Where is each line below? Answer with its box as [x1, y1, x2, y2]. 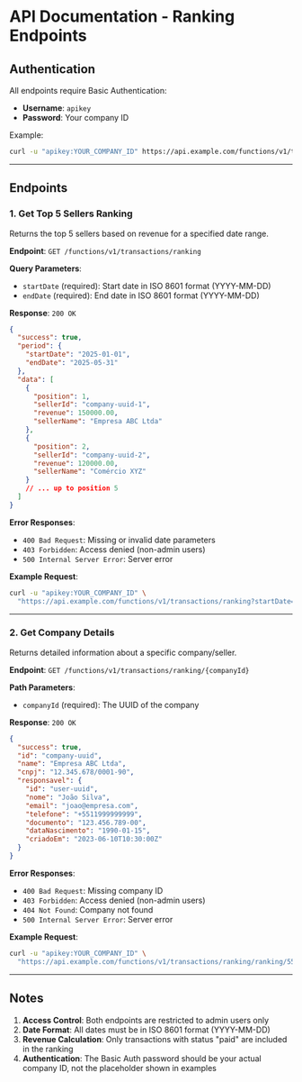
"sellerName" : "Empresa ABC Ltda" [32, 417, 164, 426]
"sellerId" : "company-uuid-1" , [32, 400, 151, 409]
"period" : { [17, 341, 63, 350]
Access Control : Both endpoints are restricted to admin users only [22, 1014, 270, 1025]
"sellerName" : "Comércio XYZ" [32, 467, 147, 477]
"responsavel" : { [17, 777, 83, 786]
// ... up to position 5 [25, 484, 119, 493]
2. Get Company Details [9, 626, 115, 639]
